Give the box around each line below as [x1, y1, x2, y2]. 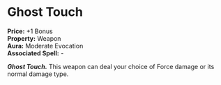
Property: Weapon [7, 34, 61, 42]
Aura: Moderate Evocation [7, 41, 84, 50]
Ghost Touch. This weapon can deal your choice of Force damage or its [7, 62, 215, 70]
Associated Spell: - [7, 49, 64, 57]
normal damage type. [7, 70, 69, 78]
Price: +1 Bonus [7, 27, 54, 35]
